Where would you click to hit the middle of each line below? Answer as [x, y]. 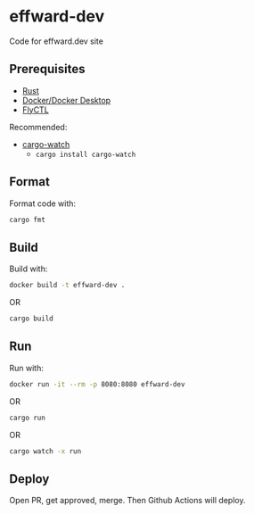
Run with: [27, 368]
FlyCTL [35, 110]
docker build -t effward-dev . [67, 286]
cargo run [28, 418]
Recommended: [38, 127]
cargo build [31, 319]
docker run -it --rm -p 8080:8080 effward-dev [97, 384]
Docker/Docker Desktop [66, 100]
